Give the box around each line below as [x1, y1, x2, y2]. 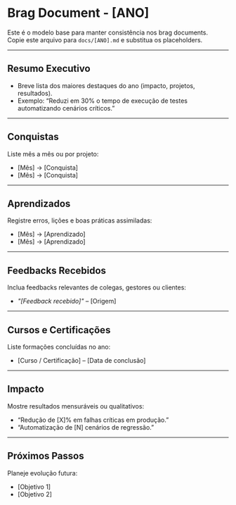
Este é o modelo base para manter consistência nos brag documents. [7, 28, 209, 37]
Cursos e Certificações [7, 324, 111, 336]
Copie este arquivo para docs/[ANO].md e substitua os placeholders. [7, 35, 203, 44]
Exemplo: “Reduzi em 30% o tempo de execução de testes [17, 96, 188, 105]
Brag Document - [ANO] [7, 5, 150, 21]
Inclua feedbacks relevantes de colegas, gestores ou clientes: [7, 283, 186, 292]
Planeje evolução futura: [7, 468, 78, 477]
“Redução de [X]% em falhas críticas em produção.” [17, 416, 169, 424]
